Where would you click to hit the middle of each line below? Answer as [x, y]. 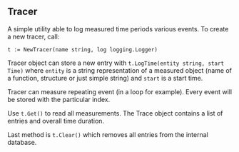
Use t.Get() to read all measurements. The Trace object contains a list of [115, 113]
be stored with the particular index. [59, 99]
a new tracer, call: [34, 36]
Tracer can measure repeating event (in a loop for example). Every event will [120, 91]
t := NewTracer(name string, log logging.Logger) [83, 49]
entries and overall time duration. [56, 121]
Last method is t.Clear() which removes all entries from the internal [108, 134]
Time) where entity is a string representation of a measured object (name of [119, 70]
